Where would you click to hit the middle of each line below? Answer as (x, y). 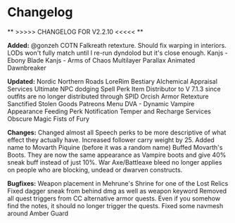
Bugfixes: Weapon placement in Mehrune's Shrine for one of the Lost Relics (118, 183)
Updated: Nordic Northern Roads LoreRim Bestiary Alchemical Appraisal (113, 81)
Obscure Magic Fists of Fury (49, 119)
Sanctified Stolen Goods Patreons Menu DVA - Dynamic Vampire (101, 103)
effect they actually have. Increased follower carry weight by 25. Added (111, 140)
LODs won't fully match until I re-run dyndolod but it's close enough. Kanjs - (118, 53)
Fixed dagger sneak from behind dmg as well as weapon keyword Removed (117, 191)
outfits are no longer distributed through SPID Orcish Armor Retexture (108, 96)
